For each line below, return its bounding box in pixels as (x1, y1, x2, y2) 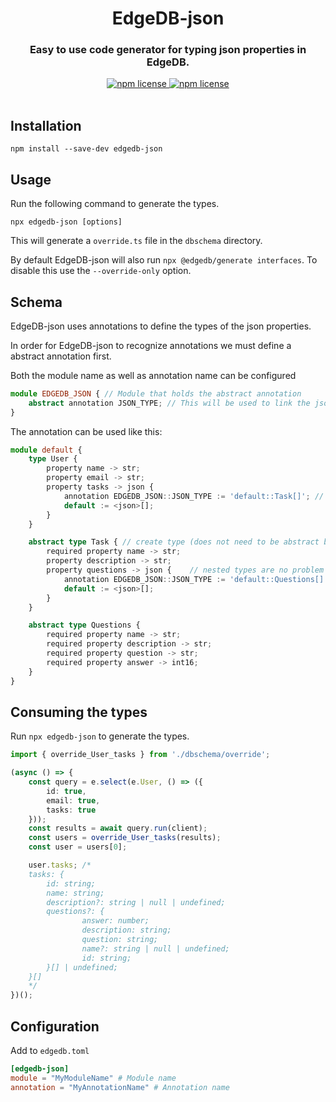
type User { (28, 454, 78, 464)
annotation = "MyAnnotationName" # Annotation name (10, 1082, 230, 1092)
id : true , (46, 786, 87, 796)
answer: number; (81, 916, 150, 926)
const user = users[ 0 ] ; (28, 842, 128, 852)
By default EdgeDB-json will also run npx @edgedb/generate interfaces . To (10, 254, 318, 266)
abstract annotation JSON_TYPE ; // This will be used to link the (28, 398, 311, 408)
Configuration (10, 1018, 100, 1035)
